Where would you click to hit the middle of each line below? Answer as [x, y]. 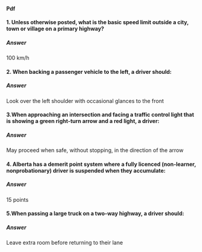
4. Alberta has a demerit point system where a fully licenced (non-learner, [101, 164]
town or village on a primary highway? [55, 29]
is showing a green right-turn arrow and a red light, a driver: [83, 121]
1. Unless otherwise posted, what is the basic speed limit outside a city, [97, 22]
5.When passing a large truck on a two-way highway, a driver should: [95, 214]
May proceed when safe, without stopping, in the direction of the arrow [95, 150]
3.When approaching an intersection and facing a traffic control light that [100, 114]
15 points [18, 199]
